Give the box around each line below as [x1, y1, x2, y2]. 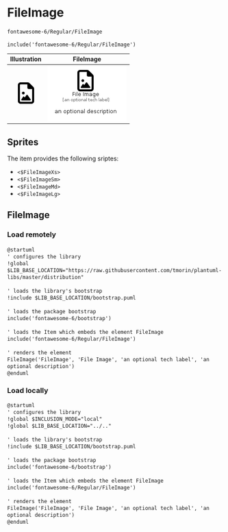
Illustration [10, 55, 42, 63]
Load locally [7, 385, 49, 395]
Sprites [7, 136, 39, 148]
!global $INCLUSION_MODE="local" [7, 415, 103, 422]
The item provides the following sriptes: [7, 154, 119, 162]
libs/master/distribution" [7, 274, 84, 280]
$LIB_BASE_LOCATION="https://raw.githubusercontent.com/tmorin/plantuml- [7, 267, 223, 274]
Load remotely [7, 230, 57, 239]
